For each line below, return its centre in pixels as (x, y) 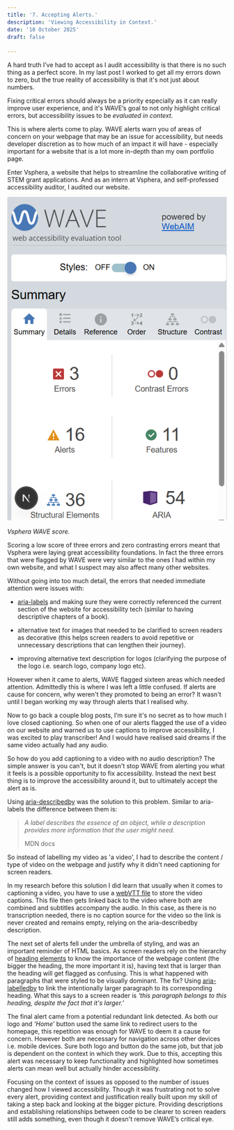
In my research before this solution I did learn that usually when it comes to (115, 886)
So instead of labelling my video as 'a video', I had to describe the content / (115, 857)
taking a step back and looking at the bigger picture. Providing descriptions (115, 1104)
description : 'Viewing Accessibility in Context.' (82, 22)
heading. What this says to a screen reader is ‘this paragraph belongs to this (117, 996)
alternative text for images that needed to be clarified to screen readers (120, 630)
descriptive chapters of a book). (63, 617)
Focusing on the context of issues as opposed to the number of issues (108, 1082)
